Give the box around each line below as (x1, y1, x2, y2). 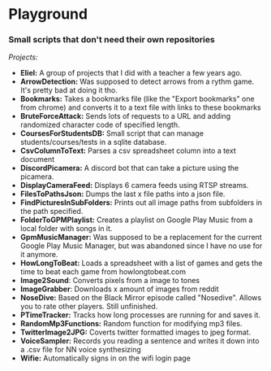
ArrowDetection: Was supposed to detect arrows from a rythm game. (19, 76, 255, 86)
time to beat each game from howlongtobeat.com (19, 267, 187, 277)
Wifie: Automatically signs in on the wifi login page (19, 353, 191, 363)
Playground (8, 5, 88, 24)
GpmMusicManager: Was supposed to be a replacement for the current (19, 233, 262, 242)
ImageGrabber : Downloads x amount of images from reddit (19, 284, 219, 294)
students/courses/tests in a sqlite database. (19, 137, 167, 147)
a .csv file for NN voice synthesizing (19, 345, 142, 355)
